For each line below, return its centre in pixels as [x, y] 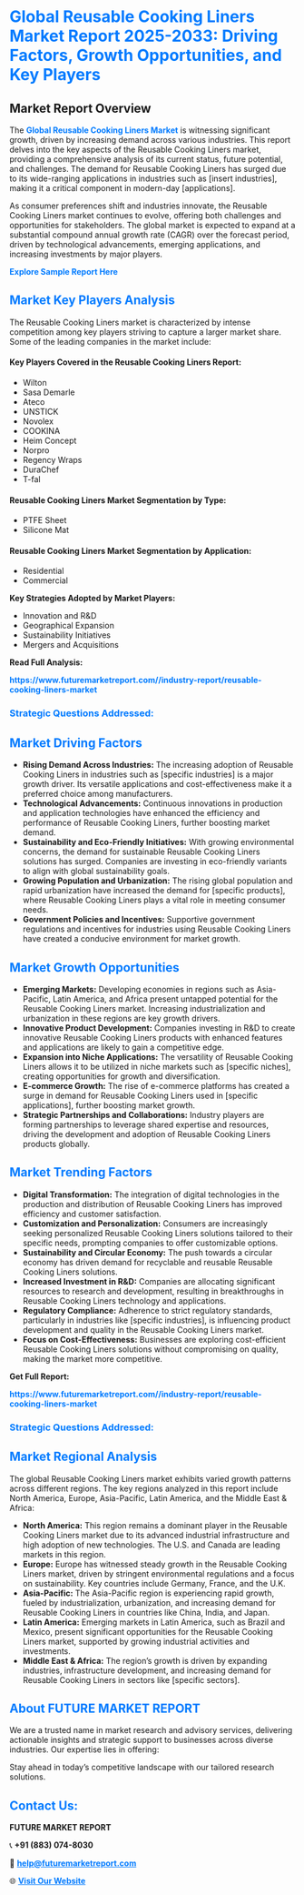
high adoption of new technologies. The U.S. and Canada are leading [152, 1545]
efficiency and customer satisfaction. [92, 1214]
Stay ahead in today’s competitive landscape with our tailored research [142, 1768]
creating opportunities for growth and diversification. [121, 1076]
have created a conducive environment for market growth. [131, 939]
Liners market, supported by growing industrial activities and [136, 1641]
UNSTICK [40, 412]
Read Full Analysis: [46, 662]
